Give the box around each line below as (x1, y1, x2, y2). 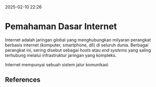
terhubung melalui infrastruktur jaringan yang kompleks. (5, 52, 117, 58)
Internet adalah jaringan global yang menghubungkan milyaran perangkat (5, 37, 151, 43)
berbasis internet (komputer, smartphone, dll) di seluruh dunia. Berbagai (5, 42, 149, 48)
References (5, 76, 41, 84)
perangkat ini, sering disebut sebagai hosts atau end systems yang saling (5, 47, 151, 53)
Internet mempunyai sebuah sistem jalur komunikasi (5, 61, 109, 67)
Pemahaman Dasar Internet (5, 21, 117, 32)
